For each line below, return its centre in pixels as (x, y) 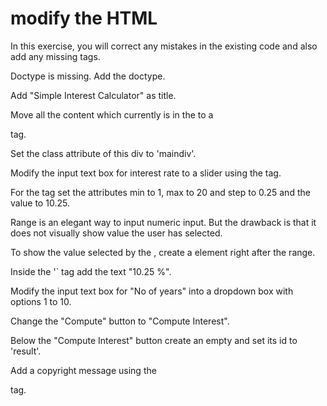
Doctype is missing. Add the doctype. (88, 76)
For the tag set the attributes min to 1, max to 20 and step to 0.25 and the (160, 192)
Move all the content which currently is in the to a (112, 114)
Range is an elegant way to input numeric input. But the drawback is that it (163, 222)
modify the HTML (84, 18)
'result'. (26, 351)
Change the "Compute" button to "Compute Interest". (120, 321)
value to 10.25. (40, 203)
